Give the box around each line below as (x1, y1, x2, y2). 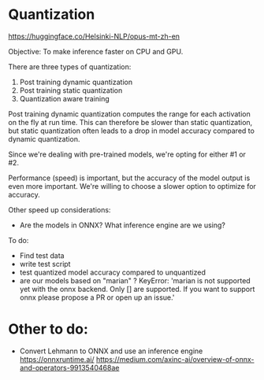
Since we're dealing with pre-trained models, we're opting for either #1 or (8, 149, 247, 159)
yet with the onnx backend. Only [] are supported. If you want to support (19, 284, 255, 293)
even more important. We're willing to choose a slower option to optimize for (8, 181, 256, 190)
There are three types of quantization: (8, 61, 132, 72)
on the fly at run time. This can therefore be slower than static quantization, (8, 117, 253, 127)
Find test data (19, 250, 65, 260)
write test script (19, 259, 71, 268)
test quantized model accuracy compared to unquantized (19, 267, 206, 277)
